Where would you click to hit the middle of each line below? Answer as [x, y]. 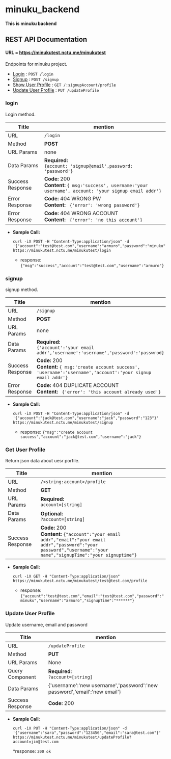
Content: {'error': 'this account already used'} [99, 392]
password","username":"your [74, 550]
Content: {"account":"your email [80, 534]
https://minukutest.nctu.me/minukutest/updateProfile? [72, 737]
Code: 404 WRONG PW [73, 198]
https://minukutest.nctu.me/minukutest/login [62, 250]
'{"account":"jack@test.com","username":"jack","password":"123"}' [85, 418]
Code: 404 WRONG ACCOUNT [81, 213]
